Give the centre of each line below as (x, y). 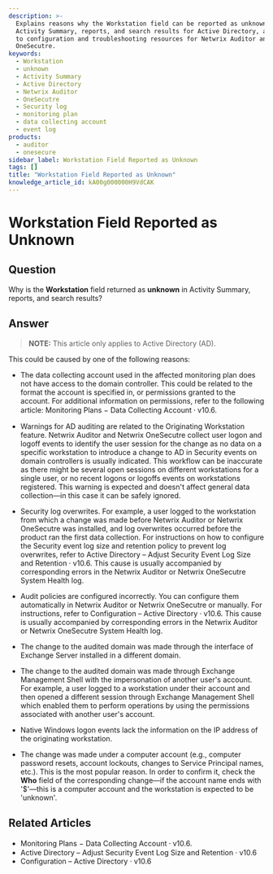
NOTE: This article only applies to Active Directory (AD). (122, 343)
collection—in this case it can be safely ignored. (100, 495)
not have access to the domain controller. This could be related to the (136, 383)
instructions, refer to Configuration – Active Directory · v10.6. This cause (141, 613)
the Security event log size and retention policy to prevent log (123, 545)
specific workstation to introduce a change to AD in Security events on (139, 452)
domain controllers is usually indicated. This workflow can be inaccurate (141, 461)
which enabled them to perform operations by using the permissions (135, 706)
